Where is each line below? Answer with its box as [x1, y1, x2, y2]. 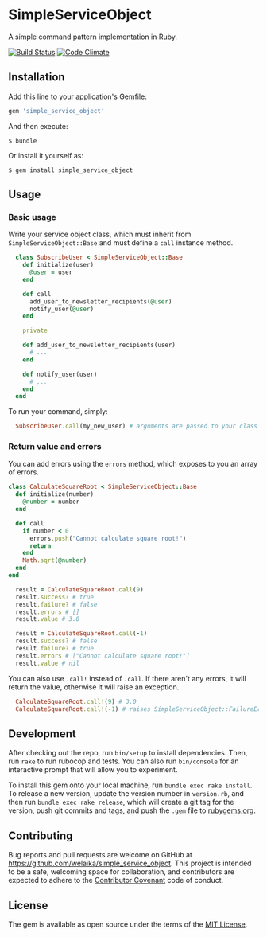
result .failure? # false [15, 600, 98, 608]
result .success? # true [15, 593, 94, 601]
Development [8, 727, 77, 740]
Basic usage [8, 211, 57, 222]
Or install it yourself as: [8, 150, 83, 160]
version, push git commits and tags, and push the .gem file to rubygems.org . [8, 806, 257, 815]
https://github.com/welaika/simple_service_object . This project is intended [8, 858, 252, 869]
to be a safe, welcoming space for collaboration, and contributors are [8, 867, 235, 876]
